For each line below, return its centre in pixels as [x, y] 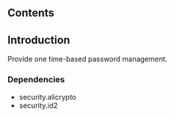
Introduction [39, 40]
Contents [31, 13]
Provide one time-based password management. [87, 59]
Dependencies [36, 80]
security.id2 [39, 105]
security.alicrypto [47, 97]
